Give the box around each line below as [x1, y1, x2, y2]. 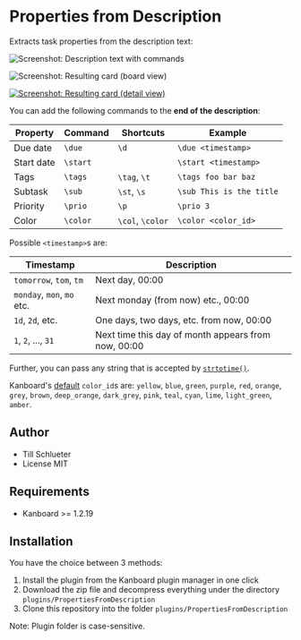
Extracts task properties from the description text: [9, 36, 193, 47]
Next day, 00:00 [95, 273, 164, 286]
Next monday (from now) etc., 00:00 [95, 294, 250, 306]
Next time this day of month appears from [95, 329, 271, 341]
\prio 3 [177, 201, 211, 211]
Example [209, 126, 247, 139]
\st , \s [117, 185, 146, 198]
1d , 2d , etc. [13, 313, 58, 326]
